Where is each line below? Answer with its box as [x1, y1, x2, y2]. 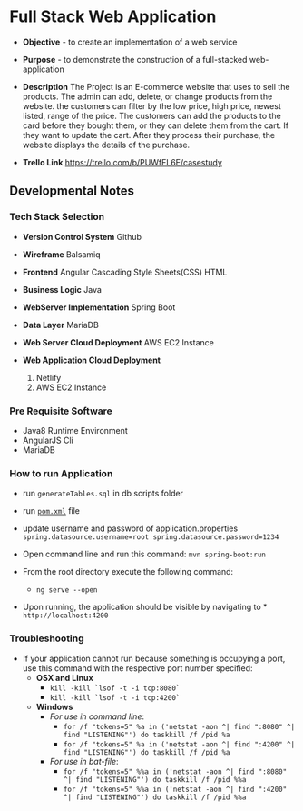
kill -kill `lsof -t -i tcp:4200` [49, 693, 181, 702]
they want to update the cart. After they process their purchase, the [22, 129, 275, 140]
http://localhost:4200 [22, 611, 109, 620]
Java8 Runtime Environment [22, 425, 129, 436]
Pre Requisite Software [9, 405, 113, 417]
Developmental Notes [9, 184, 134, 199]
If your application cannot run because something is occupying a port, [22, 653, 286, 664]
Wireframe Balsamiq [22, 248, 101, 260]
